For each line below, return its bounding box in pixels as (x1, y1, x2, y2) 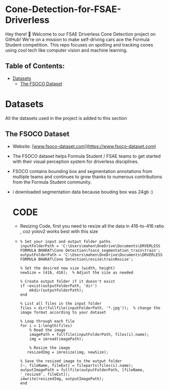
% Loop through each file (20, 319, 75, 324)
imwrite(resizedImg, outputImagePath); (20, 376, 104, 381)
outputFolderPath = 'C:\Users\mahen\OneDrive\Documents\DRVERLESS (20, 252, 163, 257)
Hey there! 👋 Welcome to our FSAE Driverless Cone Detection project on (5, 31, 156, 37)
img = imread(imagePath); (29, 336, 84, 342)
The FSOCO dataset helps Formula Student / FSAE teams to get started (12, 153, 161, 159)
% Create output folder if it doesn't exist (20, 279, 116, 284)
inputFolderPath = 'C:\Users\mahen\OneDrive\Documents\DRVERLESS (20, 244, 160, 249)
